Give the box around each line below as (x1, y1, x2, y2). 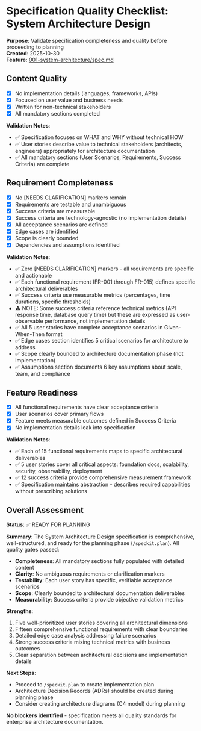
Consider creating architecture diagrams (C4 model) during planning (14, 700, 185, 708)
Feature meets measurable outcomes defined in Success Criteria (14, 417, 176, 425)
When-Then (14, 331, 45, 338)
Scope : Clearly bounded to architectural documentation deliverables (14, 589, 185, 597)
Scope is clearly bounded (14, 235, 79, 242)
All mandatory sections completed (14, 110, 100, 117)
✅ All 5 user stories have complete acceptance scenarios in (14, 324, 164, 331)
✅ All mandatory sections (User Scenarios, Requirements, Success (14, 154, 181, 161)
